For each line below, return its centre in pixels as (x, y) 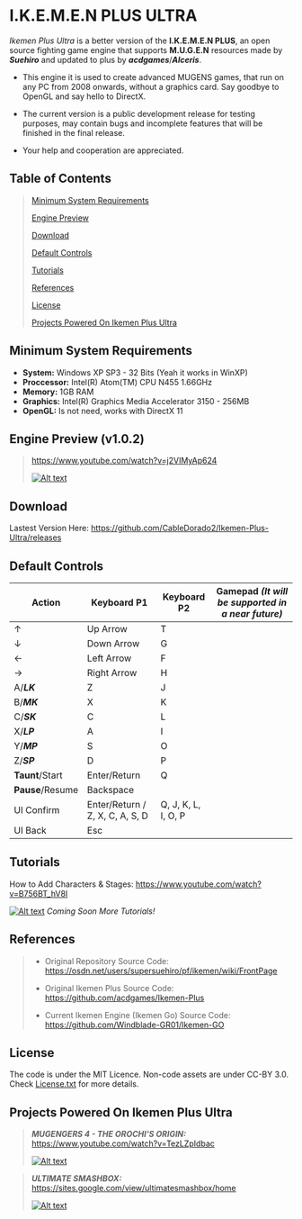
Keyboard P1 (120, 602)
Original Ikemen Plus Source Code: (109, 988)
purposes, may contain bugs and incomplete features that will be (142, 123)
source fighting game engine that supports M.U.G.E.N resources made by (146, 50)
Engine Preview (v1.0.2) (77, 439)
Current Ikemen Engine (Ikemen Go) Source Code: (138, 1015)
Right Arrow (112, 673)
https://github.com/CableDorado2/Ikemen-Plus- (180, 528)
